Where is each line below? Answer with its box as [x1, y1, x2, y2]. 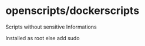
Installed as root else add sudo [5, 34, 80, 41]
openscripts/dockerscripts [5, 4, 140, 17]
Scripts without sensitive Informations [5, 23, 97, 30]
